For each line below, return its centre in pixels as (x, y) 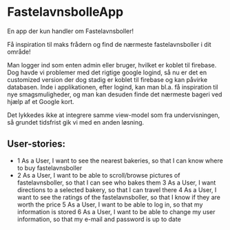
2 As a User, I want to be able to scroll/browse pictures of (98, 175)
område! (19, 52)
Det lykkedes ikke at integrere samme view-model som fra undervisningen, (114, 115)
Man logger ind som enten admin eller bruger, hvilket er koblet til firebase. (112, 65)
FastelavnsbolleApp (65, 12)
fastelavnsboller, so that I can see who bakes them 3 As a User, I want (116, 182)
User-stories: (36, 144)
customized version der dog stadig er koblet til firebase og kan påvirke (107, 79)
